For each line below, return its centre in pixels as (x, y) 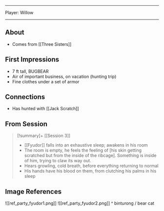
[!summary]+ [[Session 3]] (44, 136)
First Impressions (32, 60)
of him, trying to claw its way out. (58, 161)
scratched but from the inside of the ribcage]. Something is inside (91, 155)
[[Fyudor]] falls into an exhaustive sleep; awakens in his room (86, 145)
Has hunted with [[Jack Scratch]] (45, 109)
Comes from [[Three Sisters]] (42, 44)
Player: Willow (19, 12)
